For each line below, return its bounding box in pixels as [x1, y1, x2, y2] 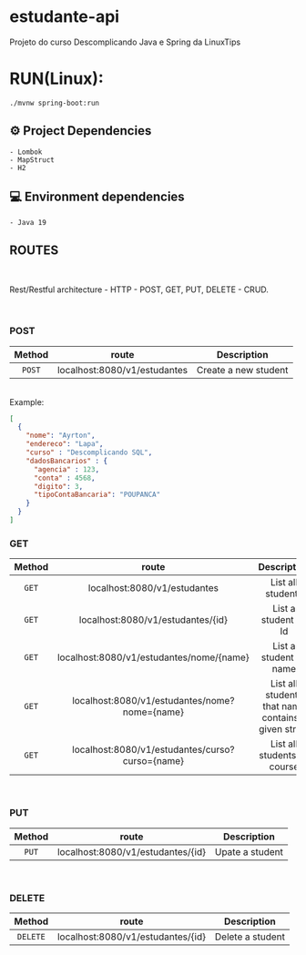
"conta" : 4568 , [33, 473, 96, 483]
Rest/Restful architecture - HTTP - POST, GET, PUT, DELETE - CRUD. [9, 284, 269, 295]
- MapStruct [9, 155, 55, 165]
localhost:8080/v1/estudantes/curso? [72, 744, 235, 757]
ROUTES [9, 242, 59, 258]
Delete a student [214, 930, 285, 943]
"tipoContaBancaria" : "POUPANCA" [33, 490, 161, 500]
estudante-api [9, 6, 120, 27]
